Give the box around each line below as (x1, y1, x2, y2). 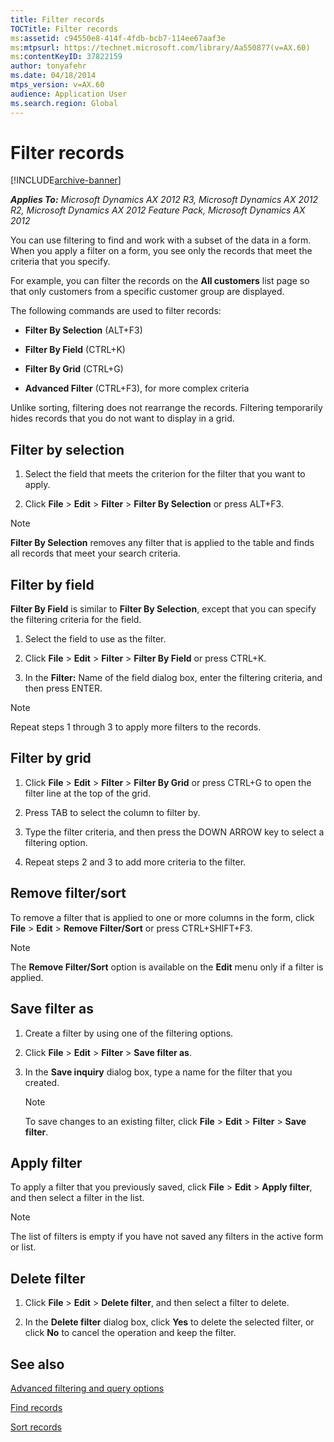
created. (24, 1076, 60, 1088)
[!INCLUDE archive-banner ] (10, 174, 122, 186)
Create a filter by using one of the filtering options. (24, 1027, 234, 1039)
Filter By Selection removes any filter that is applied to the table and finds (10, 537, 315, 549)
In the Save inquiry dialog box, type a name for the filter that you (24, 1066, 293, 1078)
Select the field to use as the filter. (24, 633, 167, 645)
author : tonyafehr (10, 61, 87, 71)
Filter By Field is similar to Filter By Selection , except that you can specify (10, 603, 317, 615)
